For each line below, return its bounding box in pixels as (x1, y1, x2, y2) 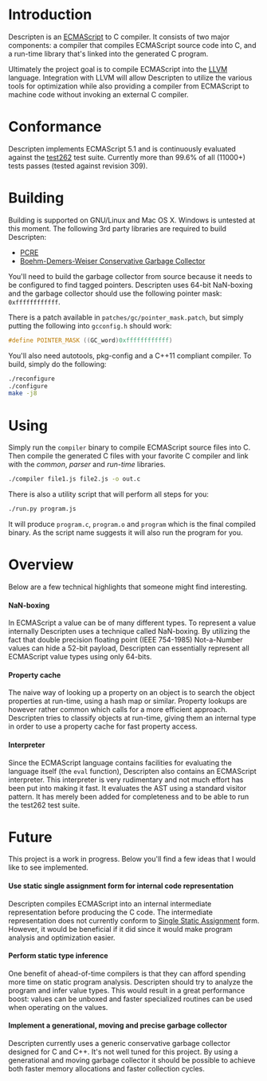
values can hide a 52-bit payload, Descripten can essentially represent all (8, 643, 249, 653)
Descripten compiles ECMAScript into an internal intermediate (8, 898, 212, 908)
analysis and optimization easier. (8, 933, 116, 942)
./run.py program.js (8, 505, 77, 513)
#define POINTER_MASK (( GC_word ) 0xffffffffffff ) (8, 336, 173, 344)
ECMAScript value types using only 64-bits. (8, 652, 152, 662)
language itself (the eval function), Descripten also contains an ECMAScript (8, 766, 257, 776)
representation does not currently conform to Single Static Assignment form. (8, 915, 260, 926)
